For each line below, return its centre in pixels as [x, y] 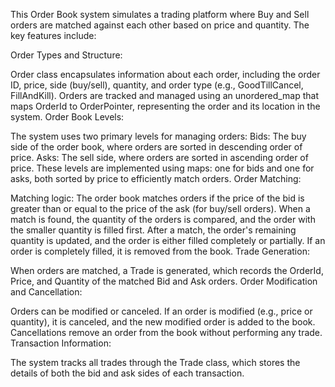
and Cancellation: [46, 292]
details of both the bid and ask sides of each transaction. [127, 373]
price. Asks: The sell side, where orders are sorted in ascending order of [159, 157]
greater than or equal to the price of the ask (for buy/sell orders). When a [160, 208]
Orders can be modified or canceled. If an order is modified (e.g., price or [161, 311]
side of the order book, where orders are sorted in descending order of [156, 147]
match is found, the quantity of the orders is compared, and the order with [163, 219]
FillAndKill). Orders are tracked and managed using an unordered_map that [165, 95]
